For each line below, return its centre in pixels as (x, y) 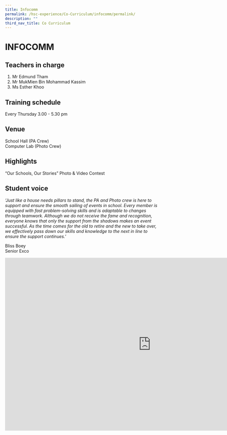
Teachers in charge (35, 65)
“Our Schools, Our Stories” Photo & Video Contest (55, 173)
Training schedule (33, 102)
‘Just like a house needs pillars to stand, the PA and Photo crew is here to (78, 200)
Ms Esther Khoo (28, 87)
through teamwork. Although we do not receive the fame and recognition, (79, 216)
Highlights (21, 162)
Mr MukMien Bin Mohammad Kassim (49, 82)
